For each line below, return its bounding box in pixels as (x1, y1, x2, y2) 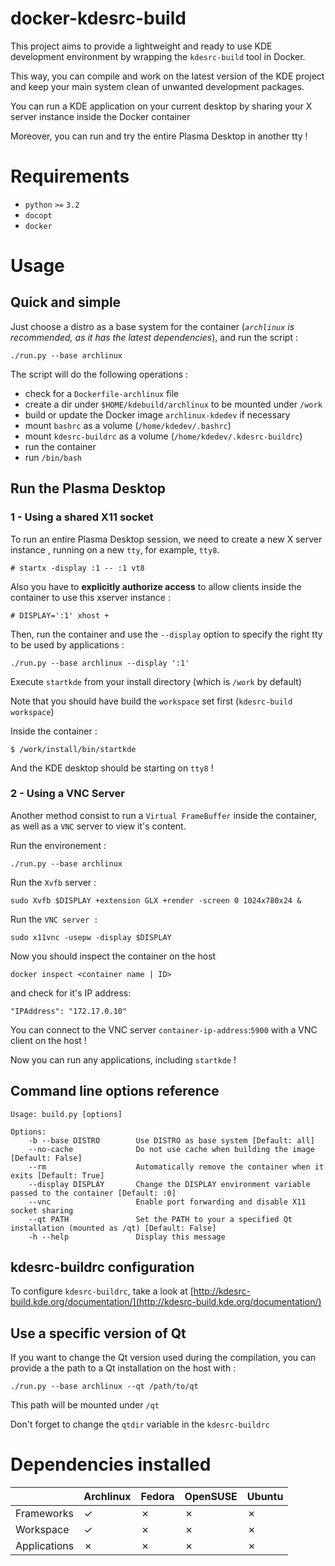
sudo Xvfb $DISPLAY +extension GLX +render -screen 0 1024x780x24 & (10, 895, 302, 906)
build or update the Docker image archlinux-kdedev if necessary (24, 408, 291, 421)
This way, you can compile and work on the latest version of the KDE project (10, 70, 325, 82)
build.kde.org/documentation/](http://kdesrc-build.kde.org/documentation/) (10, 1296, 322, 1308)
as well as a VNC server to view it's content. (10, 820, 187, 832)
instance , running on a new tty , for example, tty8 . (10, 543, 220, 556)
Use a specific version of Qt (10, 1325, 187, 1342)
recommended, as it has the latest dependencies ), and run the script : (10, 331, 298, 343)
